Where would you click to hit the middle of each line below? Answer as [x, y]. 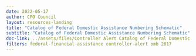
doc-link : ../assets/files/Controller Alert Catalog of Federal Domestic [98, 38]
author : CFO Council [31, 17]
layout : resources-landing [39, 22]
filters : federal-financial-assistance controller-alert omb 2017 [89, 44]
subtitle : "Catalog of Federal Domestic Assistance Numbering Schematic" [98, 33]
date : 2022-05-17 [27, 11]
